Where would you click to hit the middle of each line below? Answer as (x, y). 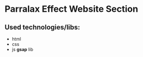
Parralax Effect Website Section (71, 9)
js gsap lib (22, 49)
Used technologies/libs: (42, 27)
